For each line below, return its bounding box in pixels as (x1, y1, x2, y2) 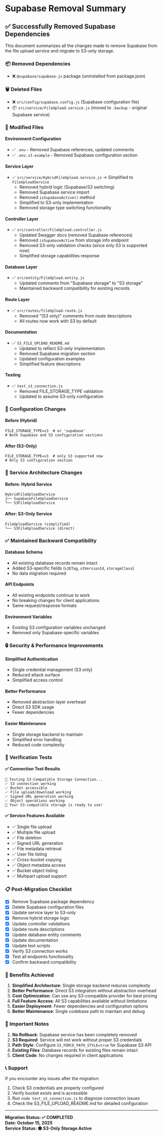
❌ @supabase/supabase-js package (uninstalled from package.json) (12, 73, 146, 79)
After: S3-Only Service (5, 511, 52, 516)
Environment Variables (5, 614, 52, 620)
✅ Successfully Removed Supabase (5, 22, 115, 31)
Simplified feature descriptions (19, 361, 81, 367)
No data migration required (12, 570, 66, 576)
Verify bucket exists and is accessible (12, 1090, 88, 1096)
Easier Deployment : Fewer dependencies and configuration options (12, 1003, 148, 1009)
